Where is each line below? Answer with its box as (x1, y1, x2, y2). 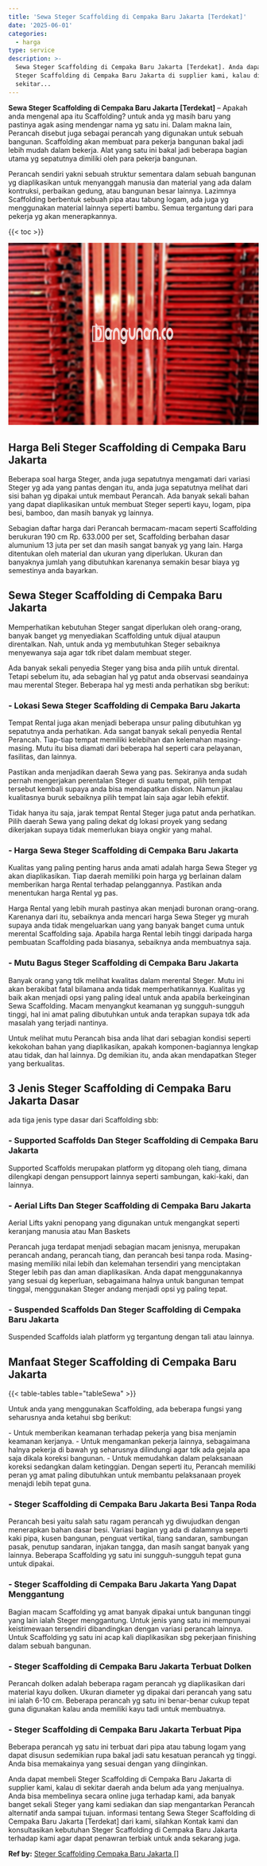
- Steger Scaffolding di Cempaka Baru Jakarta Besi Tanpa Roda (8, 1499, 257, 1510)
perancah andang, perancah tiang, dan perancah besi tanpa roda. (8, 1251, 224, 1260)
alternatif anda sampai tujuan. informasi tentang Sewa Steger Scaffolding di (8, 1808, 256, 1818)
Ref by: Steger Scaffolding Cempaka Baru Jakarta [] (8, 1849, 180, 1859)
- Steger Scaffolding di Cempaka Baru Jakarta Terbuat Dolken (8, 1661, 252, 1672)
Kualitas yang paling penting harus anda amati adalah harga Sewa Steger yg (8, 863, 257, 872)
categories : (8, 29, 48, 37)
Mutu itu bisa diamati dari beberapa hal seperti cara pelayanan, (35, 744, 243, 753)
